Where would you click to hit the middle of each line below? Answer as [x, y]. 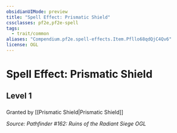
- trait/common [30, 34]
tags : [13, 28]
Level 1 [19, 96]
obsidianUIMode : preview [37, 12]
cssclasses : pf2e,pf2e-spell [42, 23]
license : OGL [22, 45]
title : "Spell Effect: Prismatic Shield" [58, 17]
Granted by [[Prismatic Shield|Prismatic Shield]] [65, 112]
